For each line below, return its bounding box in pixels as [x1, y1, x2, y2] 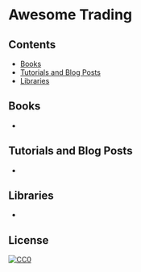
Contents [8, 38, 56, 52]
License [8, 233, 49, 247]
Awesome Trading [8, 6, 133, 24]
